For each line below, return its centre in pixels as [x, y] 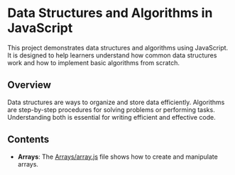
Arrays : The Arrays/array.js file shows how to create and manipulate [117, 157]
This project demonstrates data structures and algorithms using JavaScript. [118, 47]
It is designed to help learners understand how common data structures [112, 55]
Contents [28, 140]
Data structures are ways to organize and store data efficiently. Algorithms [116, 102]
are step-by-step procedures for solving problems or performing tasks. [111, 109]
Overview [29, 85]
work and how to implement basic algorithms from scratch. [93, 62]
